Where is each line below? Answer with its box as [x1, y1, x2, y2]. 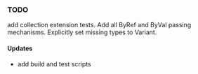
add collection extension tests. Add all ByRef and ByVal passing [7, 21, 192, 29]
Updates [7, 44, 33, 52]
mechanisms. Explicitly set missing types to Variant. [7, 28, 157, 36]
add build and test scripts [17, 59, 91, 68]
